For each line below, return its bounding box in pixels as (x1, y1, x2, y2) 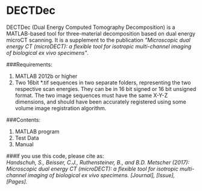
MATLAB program (14, 128, 60, 135)
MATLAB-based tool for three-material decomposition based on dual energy (6, 30, 196, 37)
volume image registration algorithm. (14, 104, 107, 111)
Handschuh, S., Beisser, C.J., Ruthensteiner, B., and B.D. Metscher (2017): (6, 158, 190, 166)
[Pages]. (6, 178, 28, 185)
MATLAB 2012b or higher (14, 72, 78, 80)
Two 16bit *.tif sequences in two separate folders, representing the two (14, 79, 191, 86)
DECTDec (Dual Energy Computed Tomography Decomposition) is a (6, 23, 175, 31)
